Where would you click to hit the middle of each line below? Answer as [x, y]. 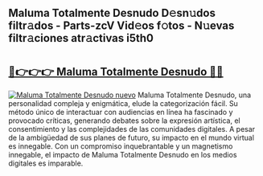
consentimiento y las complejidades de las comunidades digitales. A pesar [132, 129]
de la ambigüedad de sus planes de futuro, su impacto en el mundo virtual [131, 137]
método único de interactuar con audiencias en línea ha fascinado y [121, 112]
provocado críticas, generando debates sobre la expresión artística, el [125, 121]
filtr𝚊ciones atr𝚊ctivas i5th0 [81, 38]
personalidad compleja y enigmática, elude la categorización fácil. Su [123, 103]
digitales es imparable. [46, 163]
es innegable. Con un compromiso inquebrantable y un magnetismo [121, 146]
